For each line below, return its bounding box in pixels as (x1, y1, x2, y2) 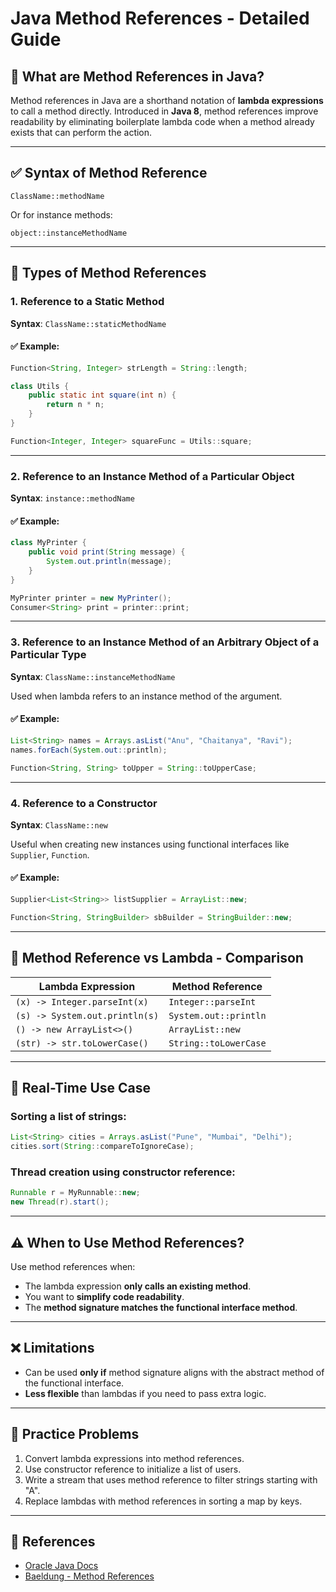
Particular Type (10, 648, 87, 662)
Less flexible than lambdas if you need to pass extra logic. (24, 1387, 267, 1399)
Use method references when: (10, 1260, 136, 1272)
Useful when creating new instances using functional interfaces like (10, 838, 290, 850)
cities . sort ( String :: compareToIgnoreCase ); (10, 1142, 195, 1152)
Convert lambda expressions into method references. (24, 1452, 245, 1464)
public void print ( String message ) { (28, 547, 186, 557)
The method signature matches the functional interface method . (24, 1301, 298, 1313)
